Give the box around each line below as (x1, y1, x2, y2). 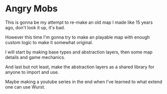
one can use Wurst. (5, 84, 46, 90)
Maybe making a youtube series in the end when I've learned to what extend (5, 79, 163, 85)
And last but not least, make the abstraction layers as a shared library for (5, 64, 155, 70)
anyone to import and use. (5, 69, 59, 75)
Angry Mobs (5, 3, 58, 14)
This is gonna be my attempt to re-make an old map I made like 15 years (5, 19, 153, 25)
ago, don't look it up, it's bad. (5, 24, 65, 30)
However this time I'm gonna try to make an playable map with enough (5, 34, 150, 40)
